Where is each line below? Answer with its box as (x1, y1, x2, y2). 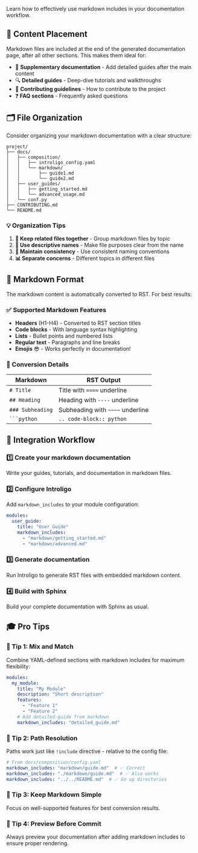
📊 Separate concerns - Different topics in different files (14, 254, 155, 262)
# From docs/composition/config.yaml (6, 760, 101, 766)
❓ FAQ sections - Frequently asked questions (14, 92, 128, 99)
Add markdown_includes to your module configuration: (6, 501, 139, 508)
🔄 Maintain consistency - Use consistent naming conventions (14, 248, 170, 255)
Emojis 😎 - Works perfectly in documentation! (14, 345, 131, 353)
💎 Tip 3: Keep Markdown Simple (6, 791, 102, 799)
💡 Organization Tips (6, 221, 66, 230)
